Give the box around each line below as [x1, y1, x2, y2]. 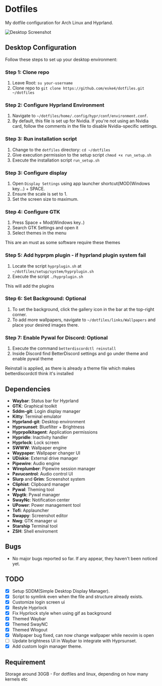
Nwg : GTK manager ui [12, 518, 57, 523]
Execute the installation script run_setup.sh [12, 157, 100, 163]
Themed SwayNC [12, 621, 48, 627]
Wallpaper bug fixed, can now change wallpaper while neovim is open [12, 632, 154, 638]
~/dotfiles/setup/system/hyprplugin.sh [12, 269, 94, 274]
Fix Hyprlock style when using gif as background [12, 610, 111, 616]
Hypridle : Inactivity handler [12, 434, 68, 440]
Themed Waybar [12, 615, 46, 622]
